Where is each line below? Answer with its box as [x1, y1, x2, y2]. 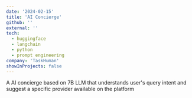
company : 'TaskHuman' [6, 58, 60, 63]
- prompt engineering [11, 52, 65, 58]
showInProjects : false [6, 63, 62, 69]
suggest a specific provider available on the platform [6, 86, 135, 93]
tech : [6, 31, 19, 36]
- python [11, 47, 33, 53]
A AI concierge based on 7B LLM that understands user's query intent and [6, 79, 187, 86]
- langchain [11, 42, 41, 48]
